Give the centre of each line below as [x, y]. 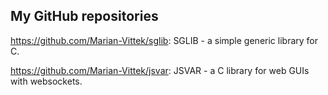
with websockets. [46, 81]
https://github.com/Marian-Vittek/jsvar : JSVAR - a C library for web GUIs [160, 70]
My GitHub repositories [84, 16]
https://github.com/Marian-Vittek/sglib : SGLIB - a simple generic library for [164, 40]
